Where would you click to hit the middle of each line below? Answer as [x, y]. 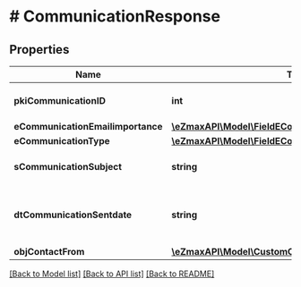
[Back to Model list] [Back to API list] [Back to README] [112, 274]
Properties [39, 50]
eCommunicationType [62, 141]
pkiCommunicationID [60, 101]
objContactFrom [49, 252]
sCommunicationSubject [68, 167]
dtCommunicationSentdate [73, 215]
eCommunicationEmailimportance [88, 127]
